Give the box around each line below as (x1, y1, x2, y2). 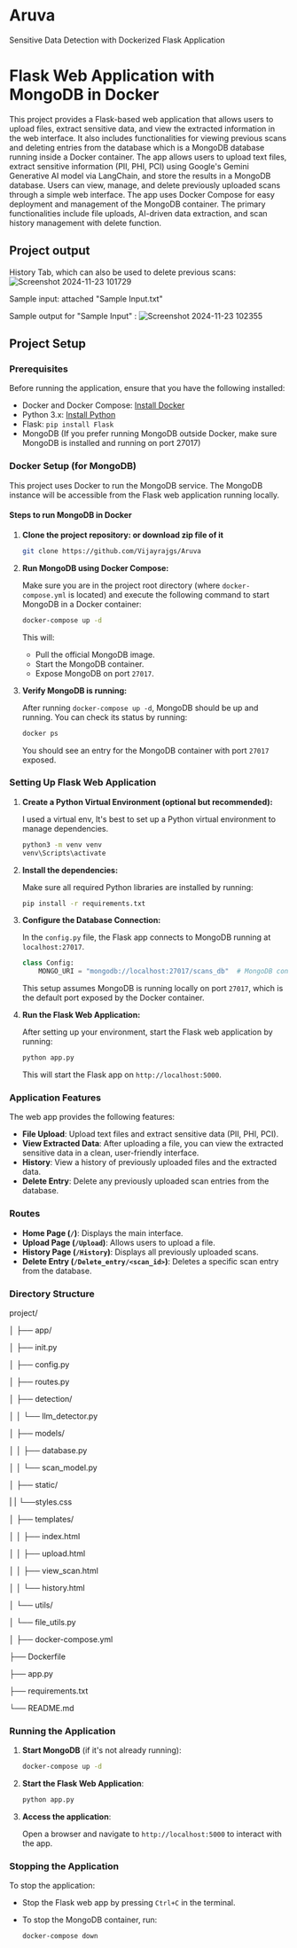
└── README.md (9, 1702, 74, 1713)
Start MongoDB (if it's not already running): (21, 1745, 182, 1756)
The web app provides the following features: (9, 1112, 176, 1123)
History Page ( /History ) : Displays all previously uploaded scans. (21, 1247, 259, 1257)
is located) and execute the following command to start (67, 589, 270, 599)
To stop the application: (9, 1881, 96, 1891)
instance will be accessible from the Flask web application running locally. (9, 489, 280, 500)
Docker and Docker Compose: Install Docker (21, 400, 185, 411)
